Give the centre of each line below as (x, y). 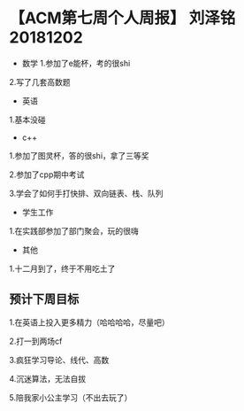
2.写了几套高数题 (40, 81)
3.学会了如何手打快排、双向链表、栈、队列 (86, 193)
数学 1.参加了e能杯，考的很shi (76, 63)
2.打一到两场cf (36, 341)
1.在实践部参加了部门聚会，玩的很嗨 (74, 230)
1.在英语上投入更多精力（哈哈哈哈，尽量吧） (89, 322)
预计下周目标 (44, 299)
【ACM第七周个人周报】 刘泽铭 (122, 18)
